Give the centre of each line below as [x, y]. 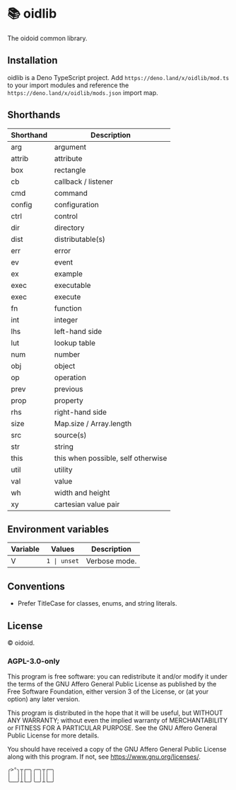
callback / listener [83, 182]
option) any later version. [43, 699]
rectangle [70, 169]
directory [69, 228]
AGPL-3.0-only [34, 661]
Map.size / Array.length [93, 423]
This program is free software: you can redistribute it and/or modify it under [117, 677]
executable [72, 285]
